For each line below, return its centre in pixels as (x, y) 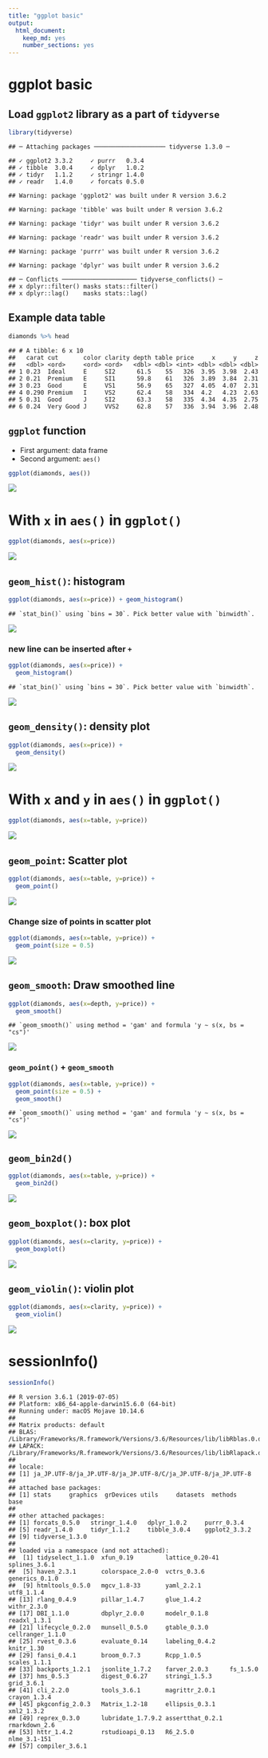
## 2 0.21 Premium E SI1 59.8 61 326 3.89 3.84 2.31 (134, 378)
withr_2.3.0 (28, 1606)
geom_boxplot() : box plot (69, 1223)
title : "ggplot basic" (46, 16)
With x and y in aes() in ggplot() (115, 799)
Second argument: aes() (60, 459)
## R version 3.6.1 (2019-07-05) (64, 1397)
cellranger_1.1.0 (37, 1634)
